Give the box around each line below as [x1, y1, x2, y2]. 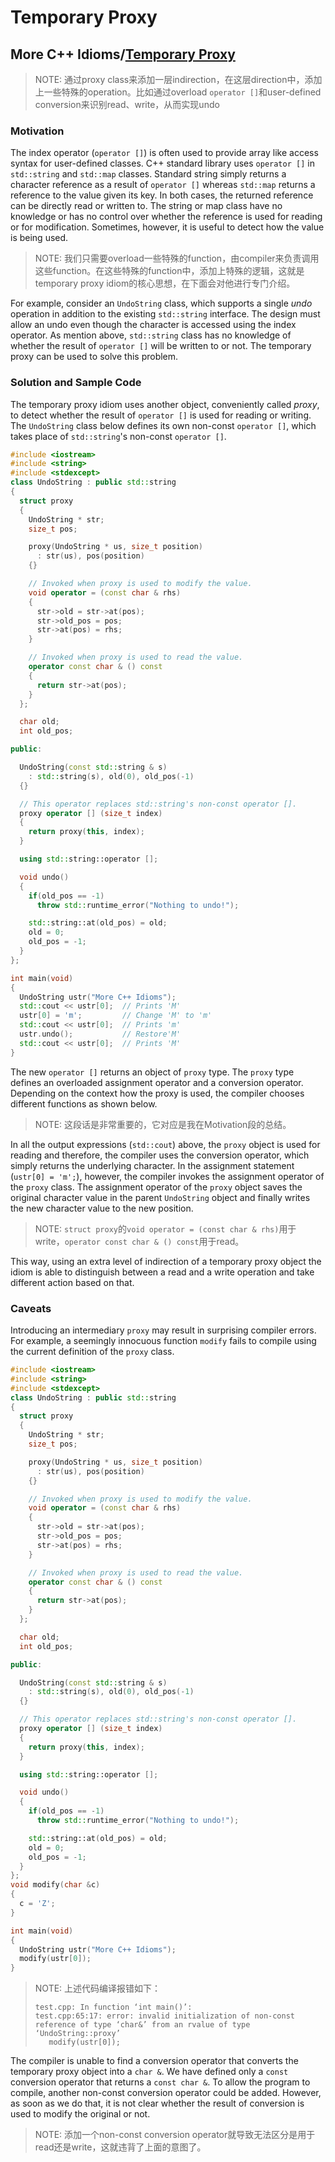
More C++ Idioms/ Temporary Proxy [10, 46, 236, 63]
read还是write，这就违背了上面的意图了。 [34, 2141, 207, 2153]
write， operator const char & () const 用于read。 [34, 1235, 245, 1247]
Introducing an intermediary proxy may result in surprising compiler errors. [10, 1324, 317, 1336]
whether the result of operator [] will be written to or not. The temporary [10, 340, 312, 352]
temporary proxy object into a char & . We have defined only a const [10, 2066, 289, 2078]
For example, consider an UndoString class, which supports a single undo [10, 297, 313, 310]
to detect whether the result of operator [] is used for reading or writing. [10, 409, 312, 421]
